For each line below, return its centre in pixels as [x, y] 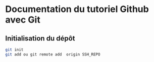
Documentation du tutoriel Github [77, 9]
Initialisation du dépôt [40, 38]
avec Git [23, 20]
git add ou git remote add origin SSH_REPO [53, 54]
